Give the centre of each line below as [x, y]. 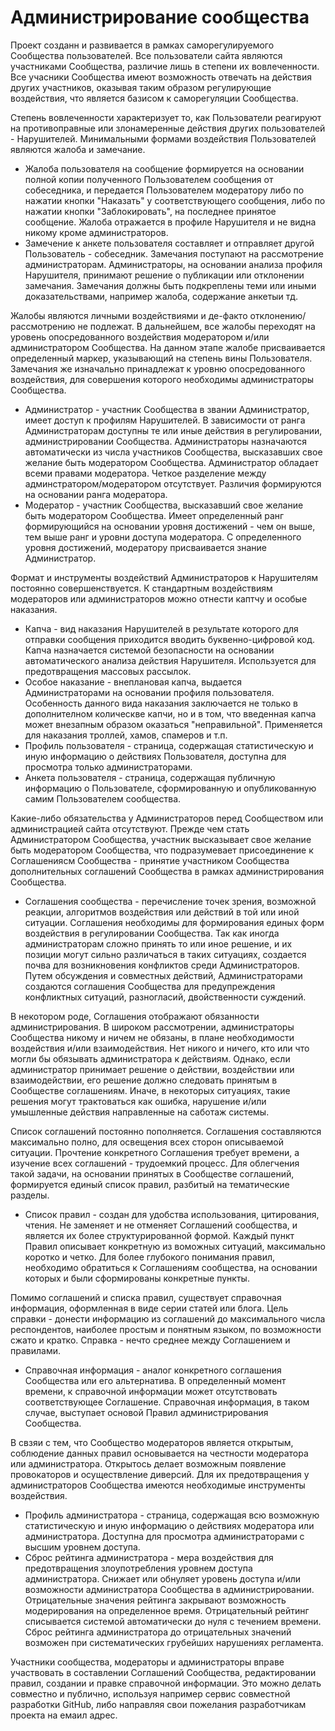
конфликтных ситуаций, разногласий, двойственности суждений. [165, 997]
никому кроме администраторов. [96, 232]
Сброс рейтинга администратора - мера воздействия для [149, 1557]
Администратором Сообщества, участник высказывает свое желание [161, 839]
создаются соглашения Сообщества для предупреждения [150, 986]
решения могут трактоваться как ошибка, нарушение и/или [138, 1101]
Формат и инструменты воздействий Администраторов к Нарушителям [164, 577]
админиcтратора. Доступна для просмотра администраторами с [164, 1536]
